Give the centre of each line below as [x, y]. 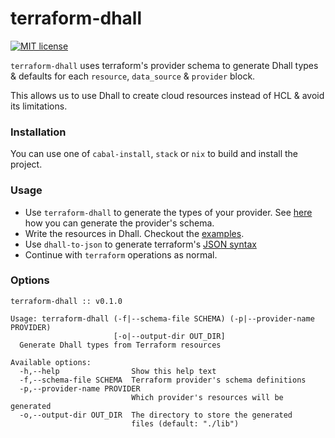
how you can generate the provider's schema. [119, 223]
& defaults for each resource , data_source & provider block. [133, 76]
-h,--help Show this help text [118, 371]
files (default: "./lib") [185, 423]
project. [26, 164]
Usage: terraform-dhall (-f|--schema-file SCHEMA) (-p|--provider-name [162, 318]
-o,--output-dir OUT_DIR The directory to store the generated [156, 415]
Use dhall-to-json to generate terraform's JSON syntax [140, 244]
